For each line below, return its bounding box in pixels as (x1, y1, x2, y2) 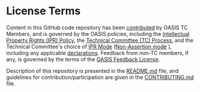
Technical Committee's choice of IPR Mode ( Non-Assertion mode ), (6, 43, 172, 50)
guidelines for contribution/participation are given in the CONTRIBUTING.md (6, 73, 194, 81)
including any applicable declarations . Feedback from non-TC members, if (6, 49, 189, 56)
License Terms (6, 4, 81, 18)
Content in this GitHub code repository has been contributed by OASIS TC (6, 24, 188, 31)
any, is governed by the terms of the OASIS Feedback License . (6, 56, 160, 63)
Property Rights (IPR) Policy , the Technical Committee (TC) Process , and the (6, 36, 194, 44)
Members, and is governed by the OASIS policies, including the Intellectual (6, 30, 190, 37)
